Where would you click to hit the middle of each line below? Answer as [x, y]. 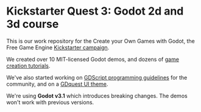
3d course [33, 24]
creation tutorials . [28, 66]
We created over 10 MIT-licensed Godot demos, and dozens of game [93, 59]
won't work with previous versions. [50, 102]
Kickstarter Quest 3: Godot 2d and [95, 11]
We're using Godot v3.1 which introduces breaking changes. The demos [97, 96]
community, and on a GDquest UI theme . [57, 84]
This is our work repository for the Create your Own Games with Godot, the [100, 41]
